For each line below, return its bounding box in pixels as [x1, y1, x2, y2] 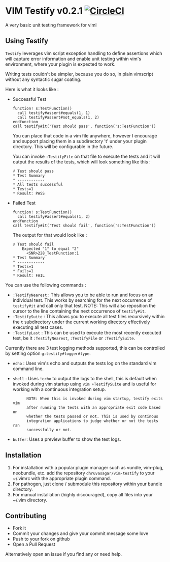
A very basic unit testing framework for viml [5, 22, 97, 28]
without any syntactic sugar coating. [5, 76, 82, 82]
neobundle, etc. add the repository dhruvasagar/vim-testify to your [12, 470, 155, 476]
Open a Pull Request [12, 541, 56, 547]
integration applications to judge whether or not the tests [26, 418, 158, 424]
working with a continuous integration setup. [12, 386, 106, 392]
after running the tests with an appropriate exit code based [26, 405, 161, 410]
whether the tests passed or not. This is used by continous [26, 414, 158, 419]
